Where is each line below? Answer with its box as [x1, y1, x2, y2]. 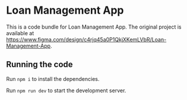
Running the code [6, 60, 73, 70]
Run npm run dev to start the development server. [6, 87, 126, 94]
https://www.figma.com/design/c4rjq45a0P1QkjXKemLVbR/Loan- [6, 36, 167, 43]
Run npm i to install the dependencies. [6, 75, 100, 82]
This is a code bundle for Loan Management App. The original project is [6, 23, 182, 30]
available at [6, 29, 34, 36]
